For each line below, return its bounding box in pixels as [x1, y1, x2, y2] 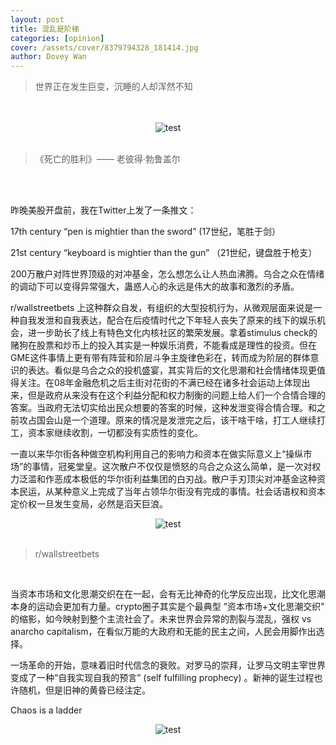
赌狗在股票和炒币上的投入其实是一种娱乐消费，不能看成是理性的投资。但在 [10, 339, 317, 351]
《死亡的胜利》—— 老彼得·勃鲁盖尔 [34, 153, 181, 165]
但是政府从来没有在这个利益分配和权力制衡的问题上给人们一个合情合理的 [27, 389, 326, 401]
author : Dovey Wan [10, 52, 87, 62]
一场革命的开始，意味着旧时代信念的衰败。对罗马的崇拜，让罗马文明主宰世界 [10, 659, 326, 671]
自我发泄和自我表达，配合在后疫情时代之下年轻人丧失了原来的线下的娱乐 [18, 314, 317, 326]
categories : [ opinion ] [10, 33, 105, 43]
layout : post [10, 14, 65, 25]
